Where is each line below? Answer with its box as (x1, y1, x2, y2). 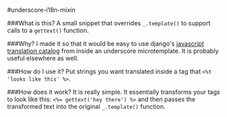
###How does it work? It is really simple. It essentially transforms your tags (7, 88, 220, 96)
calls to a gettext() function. (7, 27, 89, 34)
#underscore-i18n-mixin (7, 6, 76, 14)
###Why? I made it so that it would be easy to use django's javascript (7, 40, 204, 47)
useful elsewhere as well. (7, 54, 79, 62)
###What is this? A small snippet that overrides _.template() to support (7, 19, 211, 27)
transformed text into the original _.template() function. (7, 103, 166, 110)
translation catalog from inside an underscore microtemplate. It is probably (7, 47, 219, 55)
